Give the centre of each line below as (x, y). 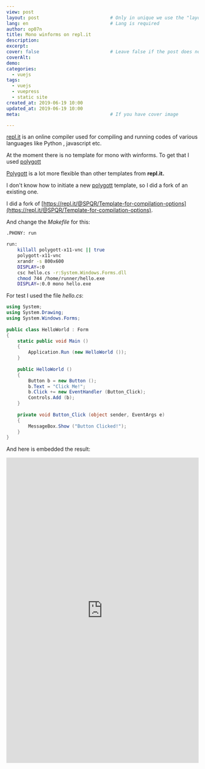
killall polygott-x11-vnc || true (61, 250)
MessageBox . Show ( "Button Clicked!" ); (77, 426)
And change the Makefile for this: (48, 222)
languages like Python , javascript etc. (54, 144)
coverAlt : (19, 57)
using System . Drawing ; (35, 313)
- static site (30, 97)
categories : (21, 69)
